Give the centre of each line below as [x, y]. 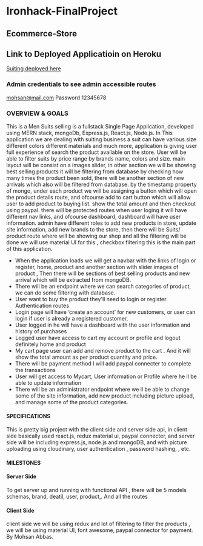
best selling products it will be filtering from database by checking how [95, 171]
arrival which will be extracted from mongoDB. [73, 279]
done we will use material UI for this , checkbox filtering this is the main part [101, 242]
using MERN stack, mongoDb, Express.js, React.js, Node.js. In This [89, 133]
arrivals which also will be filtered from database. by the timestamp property [101, 184]
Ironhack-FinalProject [62, 11]
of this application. [29, 248]
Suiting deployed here [34, 68]
